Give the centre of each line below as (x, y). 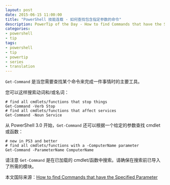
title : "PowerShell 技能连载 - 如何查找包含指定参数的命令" (63, 19)
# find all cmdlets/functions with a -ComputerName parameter (72, 146)
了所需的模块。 (21, 166)
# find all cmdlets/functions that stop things (56, 102)
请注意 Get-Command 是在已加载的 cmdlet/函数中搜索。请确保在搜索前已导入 (83, 160)
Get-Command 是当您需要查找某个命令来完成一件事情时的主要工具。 (74, 82)
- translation (20, 66)
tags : (11, 43)
